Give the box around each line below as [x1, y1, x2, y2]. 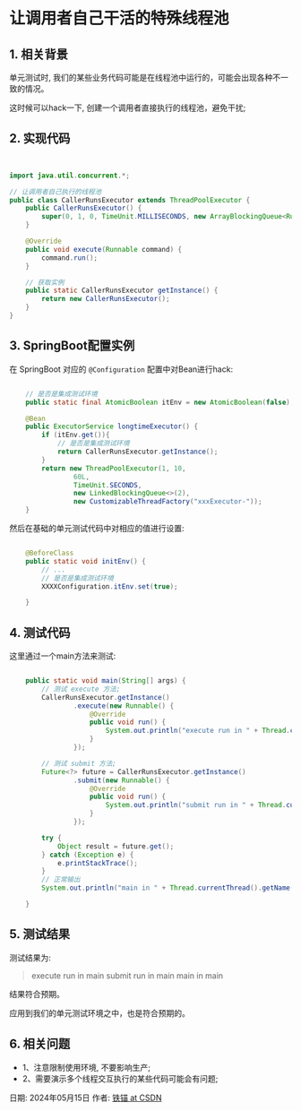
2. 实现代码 [9, 131, 71, 146]
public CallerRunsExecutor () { [25, 203, 142, 213]
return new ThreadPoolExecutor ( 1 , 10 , [41, 463, 186, 473]
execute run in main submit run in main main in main [30, 969, 224, 981]
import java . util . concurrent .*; [9, 171, 130, 180]
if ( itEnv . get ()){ [41, 431, 110, 440]
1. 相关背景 [9, 47, 69, 62]
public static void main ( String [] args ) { [25, 676, 186, 685]
